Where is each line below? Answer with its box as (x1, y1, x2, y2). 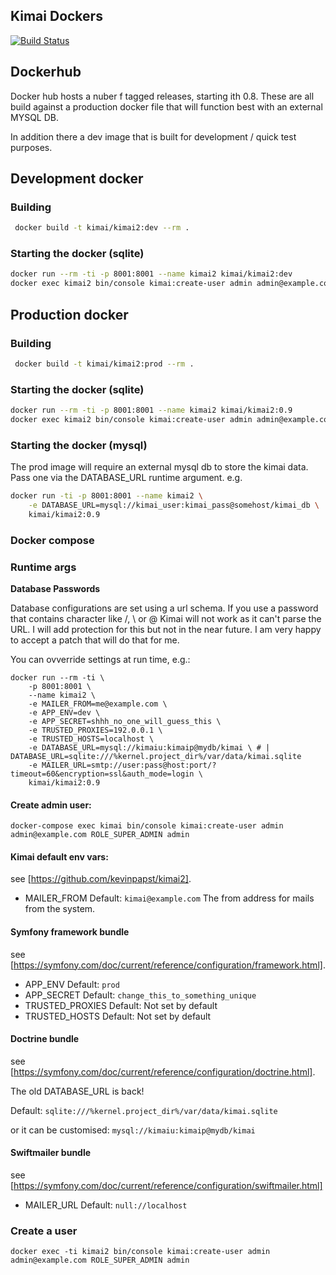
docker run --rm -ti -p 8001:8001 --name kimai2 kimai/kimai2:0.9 (10, 405, 293, 416)
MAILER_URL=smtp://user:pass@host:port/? (41, 760, 217, 770)
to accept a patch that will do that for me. (10, 634, 180, 646)
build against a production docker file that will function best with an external (10, 100, 323, 113)
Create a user (10, 1224, 78, 1238)
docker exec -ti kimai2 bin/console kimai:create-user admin (10, 1247, 271, 1257)
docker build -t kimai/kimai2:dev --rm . (14, 223, 190, 233)
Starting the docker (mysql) (10, 438, 148, 452)
